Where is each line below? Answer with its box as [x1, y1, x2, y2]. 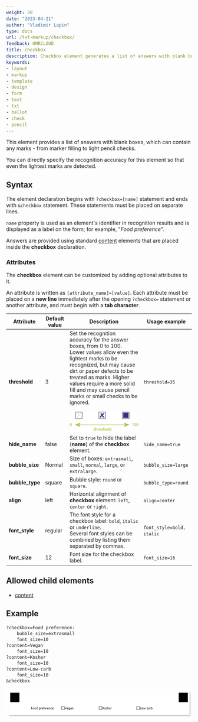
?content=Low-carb [6, 666, 51, 672]
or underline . [70, 523, 101, 531]
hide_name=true [143, 442, 181, 448]
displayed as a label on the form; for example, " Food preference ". [6, 226, 165, 233]
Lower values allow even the [70, 349, 138, 356]
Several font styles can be [70, 530, 133, 537]
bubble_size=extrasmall [16, 631, 75, 637]
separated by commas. [70, 542, 126, 549]
